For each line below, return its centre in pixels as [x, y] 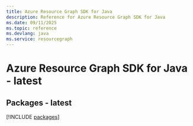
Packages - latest [39, 103]
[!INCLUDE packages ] [33, 117]
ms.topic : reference [32, 28]
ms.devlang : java [28, 34]
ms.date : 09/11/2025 [32, 22]
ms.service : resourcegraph [39, 39]
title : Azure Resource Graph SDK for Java [59, 12]
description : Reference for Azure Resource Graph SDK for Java [86, 17]
